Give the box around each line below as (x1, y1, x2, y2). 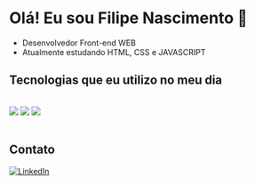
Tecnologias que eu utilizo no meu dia (9, 73, 223, 88)
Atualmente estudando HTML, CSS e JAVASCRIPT (21, 46, 206, 57)
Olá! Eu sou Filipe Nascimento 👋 (9, 8, 248, 28)
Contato (9, 142, 55, 157)
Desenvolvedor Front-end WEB (21, 37, 136, 48)
